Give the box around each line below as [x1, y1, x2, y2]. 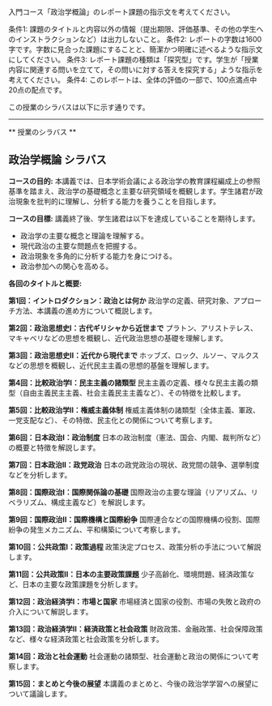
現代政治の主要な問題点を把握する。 [19, 241, 142, 250]
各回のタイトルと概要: [8, 278, 83, 288]
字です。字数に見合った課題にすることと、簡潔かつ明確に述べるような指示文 [8, 45, 263, 54]
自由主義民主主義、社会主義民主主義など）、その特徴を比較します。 [22, 387, 245, 397]
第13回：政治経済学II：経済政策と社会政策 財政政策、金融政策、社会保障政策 [8, 623, 263, 634]
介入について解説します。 [8, 606, 93, 616]
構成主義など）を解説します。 [50, 497, 150, 507]
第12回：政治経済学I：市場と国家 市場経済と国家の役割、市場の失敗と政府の [8, 597, 261, 606]
